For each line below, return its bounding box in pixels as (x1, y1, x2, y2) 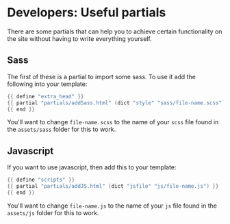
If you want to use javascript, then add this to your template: (7, 163, 177, 171)
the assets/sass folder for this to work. (7, 125, 116, 134)
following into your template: (7, 80, 88, 88)
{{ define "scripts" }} (7, 176, 75, 184)
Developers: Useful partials (7, 5, 166, 20)
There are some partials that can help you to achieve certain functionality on (7, 27, 222, 36)
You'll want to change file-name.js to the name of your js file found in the (7, 201, 218, 210)
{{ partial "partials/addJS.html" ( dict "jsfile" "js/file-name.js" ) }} (7, 183, 219, 190)
